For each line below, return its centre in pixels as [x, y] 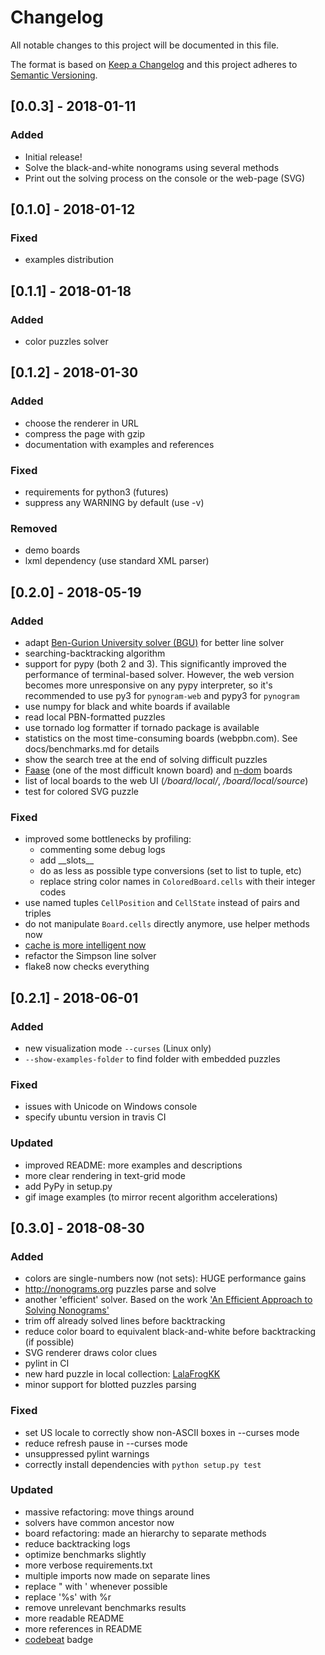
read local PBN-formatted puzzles [95, 717]
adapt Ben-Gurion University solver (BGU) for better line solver [154, 642]
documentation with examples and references [119, 444]
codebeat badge [59, 1639]
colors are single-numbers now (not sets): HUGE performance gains [165, 1278]
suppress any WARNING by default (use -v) [114, 502]
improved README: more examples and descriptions [133, 1165]
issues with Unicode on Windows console [111, 1107]
